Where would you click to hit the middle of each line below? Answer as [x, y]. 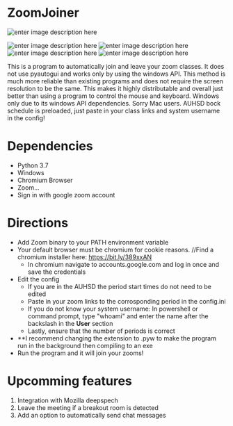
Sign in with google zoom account [66, 195]
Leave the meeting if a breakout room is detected [88, 407]
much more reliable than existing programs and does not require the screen [115, 81]
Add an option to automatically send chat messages [91, 415]
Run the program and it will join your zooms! [80, 353]
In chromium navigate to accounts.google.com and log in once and [123, 264]
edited [37, 294]
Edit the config [38, 279]
